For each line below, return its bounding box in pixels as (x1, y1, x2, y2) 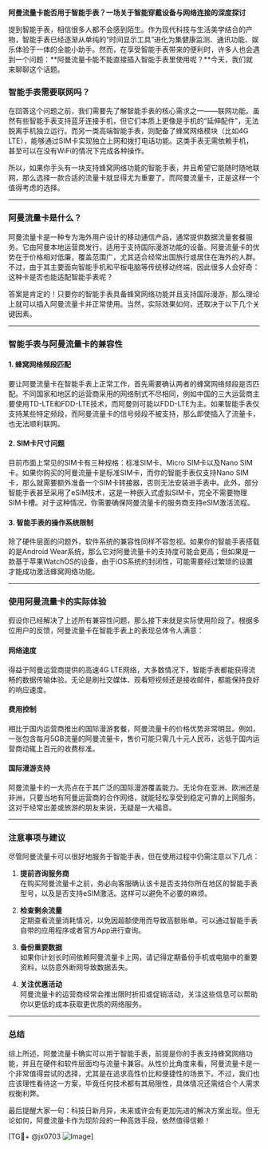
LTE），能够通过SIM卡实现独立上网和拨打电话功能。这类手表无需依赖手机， (8, 136, 254, 146)
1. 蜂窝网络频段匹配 (8, 359, 72, 370)
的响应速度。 (8, 684, 50, 694)
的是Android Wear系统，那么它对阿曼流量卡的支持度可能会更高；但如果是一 (8, 547, 257, 557)
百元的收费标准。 (42, 743, 100, 753)
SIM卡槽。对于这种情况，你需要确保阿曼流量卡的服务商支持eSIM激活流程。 (8, 497, 254, 507)
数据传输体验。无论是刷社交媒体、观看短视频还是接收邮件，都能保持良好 (22, 675, 260, 684)
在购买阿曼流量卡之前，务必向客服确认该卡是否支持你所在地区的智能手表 (19, 878, 258, 889)
